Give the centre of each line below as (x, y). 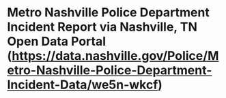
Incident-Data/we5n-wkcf (83, 85)
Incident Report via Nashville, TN (102, 27)
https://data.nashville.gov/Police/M (115, 56)
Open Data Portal (56, 42)
